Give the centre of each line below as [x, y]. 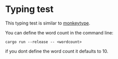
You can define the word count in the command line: [59, 32]
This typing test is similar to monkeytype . [48, 23]
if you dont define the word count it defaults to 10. [57, 51]
